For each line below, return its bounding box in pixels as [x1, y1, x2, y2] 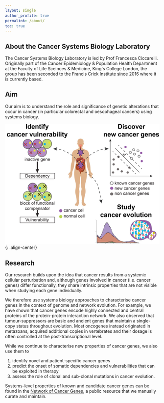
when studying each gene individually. [5, 287, 83, 293]
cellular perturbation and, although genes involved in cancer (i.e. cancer [5, 277, 151, 283]
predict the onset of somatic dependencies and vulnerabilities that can [12, 363, 155, 369]
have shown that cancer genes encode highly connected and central [5, 307, 144, 313]
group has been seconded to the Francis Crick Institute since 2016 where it [5, 71, 157, 77]
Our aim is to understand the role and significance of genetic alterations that [5, 103, 159, 109]
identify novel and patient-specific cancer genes [12, 357, 111, 363]
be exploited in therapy [12, 368, 59, 374]
